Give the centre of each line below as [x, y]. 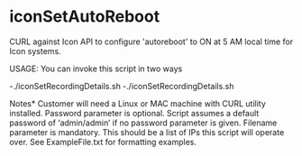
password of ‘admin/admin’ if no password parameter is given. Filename [143, 123]
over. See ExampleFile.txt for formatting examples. [103, 142]
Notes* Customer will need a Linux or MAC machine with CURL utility [137, 103]
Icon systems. [35, 50]
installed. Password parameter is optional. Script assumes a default [134, 113]
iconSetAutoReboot [85, 17]
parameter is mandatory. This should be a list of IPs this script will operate [147, 132]
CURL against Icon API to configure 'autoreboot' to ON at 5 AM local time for [151, 41]
